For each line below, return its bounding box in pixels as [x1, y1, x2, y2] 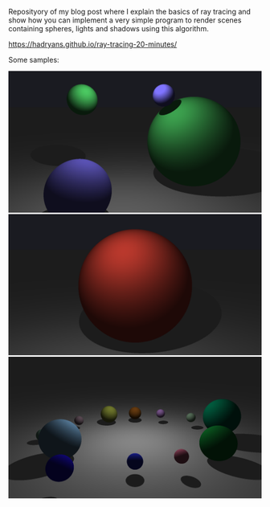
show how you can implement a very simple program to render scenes [8, 15, 242, 25]
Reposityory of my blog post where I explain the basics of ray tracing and [8, 7, 252, 16]
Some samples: [8, 55, 59, 64]
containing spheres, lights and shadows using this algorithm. [8, 24, 209, 33]
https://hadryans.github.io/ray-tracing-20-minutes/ [8, 39, 178, 49]
